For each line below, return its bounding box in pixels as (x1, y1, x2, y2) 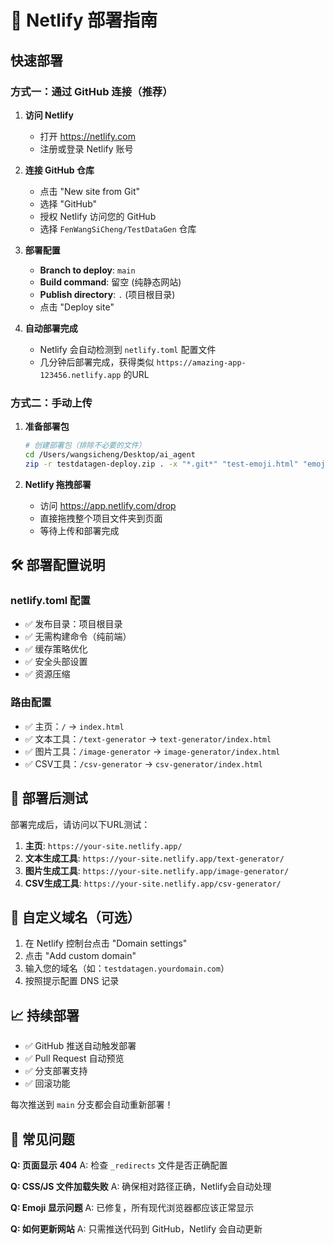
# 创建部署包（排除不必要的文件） (24, 441, 147, 451)
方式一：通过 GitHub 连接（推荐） (10, 84, 173, 98)
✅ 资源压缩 (24, 668, 71, 680)
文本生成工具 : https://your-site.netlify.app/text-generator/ (24, 852, 285, 864)
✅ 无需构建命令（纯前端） (24, 631, 132, 643)
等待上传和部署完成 (39, 524, 120, 536)
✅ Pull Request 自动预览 (24, 1052, 125, 1065)
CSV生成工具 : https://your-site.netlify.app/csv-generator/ (24, 877, 282, 889)
